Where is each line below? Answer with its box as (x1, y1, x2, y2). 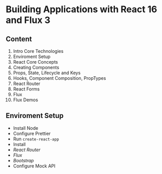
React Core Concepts (13, 59, 58, 65)
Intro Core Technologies (13, 48, 64, 54)
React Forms (13, 86, 40, 92)
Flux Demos (13, 97, 38, 103)
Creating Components (13, 65, 60, 70)
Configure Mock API (13, 163, 56, 169)
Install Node (13, 125, 38, 131)
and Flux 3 (6, 14, 51, 26)
